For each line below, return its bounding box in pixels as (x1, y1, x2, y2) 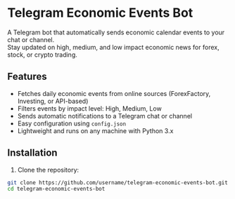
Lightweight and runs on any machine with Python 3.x (17, 126, 174, 135)
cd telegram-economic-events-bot (7, 186, 106, 193)
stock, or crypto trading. (7, 50, 77, 59)
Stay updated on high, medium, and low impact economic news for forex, (7, 43, 220, 51)
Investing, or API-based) (17, 97, 89, 105)
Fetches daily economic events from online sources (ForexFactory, (17, 89, 211, 97)
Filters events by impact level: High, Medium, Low (17, 104, 162, 113)
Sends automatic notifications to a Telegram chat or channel (17, 111, 192, 120)
